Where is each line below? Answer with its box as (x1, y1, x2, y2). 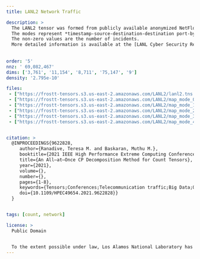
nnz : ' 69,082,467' (6, 64, 55, 70)
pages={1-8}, (19, 179, 52, 185)
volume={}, (19, 168, 46, 174)
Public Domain (11, 227, 46, 234)
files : (6, 86, 23, 92)
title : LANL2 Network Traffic (6, 8, 82, 15)
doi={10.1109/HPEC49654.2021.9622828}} (19, 190, 118, 196)
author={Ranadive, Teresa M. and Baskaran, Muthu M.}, (19, 146, 159, 152)
